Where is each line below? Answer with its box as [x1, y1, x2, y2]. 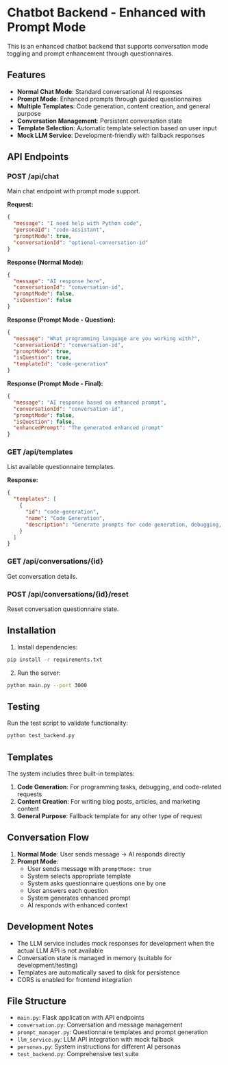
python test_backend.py [7, 732, 75, 739]
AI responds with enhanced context [27, 900, 128, 909]
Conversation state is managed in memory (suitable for [16, 953, 173, 961]
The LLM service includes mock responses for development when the [16, 939, 214, 947]
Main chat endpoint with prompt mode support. [7, 187, 140, 195]
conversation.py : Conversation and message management [16, 1020, 183, 1029]
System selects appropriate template [27, 872, 131, 880]
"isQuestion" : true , [13, 355, 72, 361]
